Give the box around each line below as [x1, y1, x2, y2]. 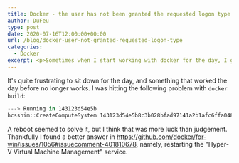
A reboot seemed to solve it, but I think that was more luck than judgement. [7, 125, 228, 133]
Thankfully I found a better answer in [7, 132, 115, 141]
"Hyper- [205, 140, 230, 148]
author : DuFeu [7, 17, 50, 24]
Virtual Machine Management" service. [13, 147, 128, 156]
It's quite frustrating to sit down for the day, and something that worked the [7, 76, 228, 85]
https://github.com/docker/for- [116, 132, 207, 141]
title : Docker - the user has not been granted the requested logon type [7, 10, 231, 18]
